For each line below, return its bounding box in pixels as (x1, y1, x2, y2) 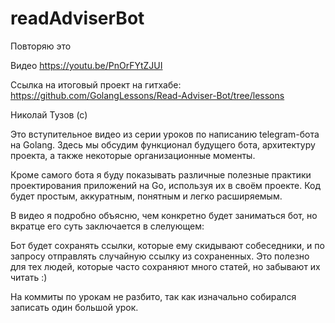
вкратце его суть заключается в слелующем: (10, 220, 205, 232)
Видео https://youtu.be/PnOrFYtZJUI (10, 59, 163, 71)
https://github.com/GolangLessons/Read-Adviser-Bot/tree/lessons (10, 89, 285, 101)
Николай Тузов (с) (10, 108, 88, 121)
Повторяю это (10, 40, 72, 52)
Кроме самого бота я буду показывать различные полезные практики (10, 168, 312, 181)
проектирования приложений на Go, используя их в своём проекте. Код (10, 179, 322, 191)
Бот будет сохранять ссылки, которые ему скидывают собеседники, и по (10, 239, 325, 251)
